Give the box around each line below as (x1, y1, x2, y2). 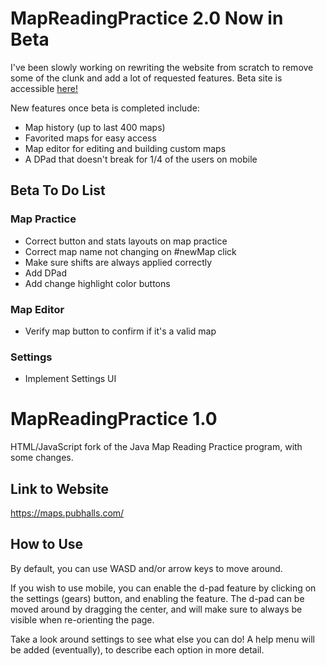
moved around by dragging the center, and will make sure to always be (10, 603, 303, 615)
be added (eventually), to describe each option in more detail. (10, 643, 265, 656)
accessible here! (10, 82, 78, 94)
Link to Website (10, 480, 110, 497)
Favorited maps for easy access (24, 132, 157, 144)
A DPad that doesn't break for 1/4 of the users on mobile (24, 153, 258, 165)
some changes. (10, 452, 74, 464)
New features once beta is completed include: (10, 102, 200, 114)
